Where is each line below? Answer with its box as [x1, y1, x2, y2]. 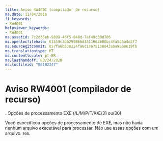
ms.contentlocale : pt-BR [5, 53, 56, 58]
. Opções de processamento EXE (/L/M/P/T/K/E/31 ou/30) [5, 110, 122, 116]
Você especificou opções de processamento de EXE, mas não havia [5, 120, 143, 126]
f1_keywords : [5, 16, 32, 21]
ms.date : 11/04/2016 [5, 12, 48, 17]
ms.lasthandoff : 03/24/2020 [5, 58, 63, 63]
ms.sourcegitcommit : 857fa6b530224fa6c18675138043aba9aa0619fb [5, 44, 137, 49]
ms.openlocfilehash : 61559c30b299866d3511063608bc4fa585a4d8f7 [5, 39, 137, 44]
